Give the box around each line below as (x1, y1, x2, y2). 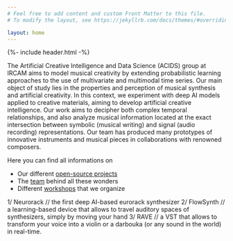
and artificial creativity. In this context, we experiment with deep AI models (7, 91, 221, 99)
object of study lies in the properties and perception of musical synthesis (7, 84, 216, 92)
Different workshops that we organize (17, 185, 126, 193)
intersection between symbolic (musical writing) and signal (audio (7, 121, 196, 129)
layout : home (7, 29, 45, 36)
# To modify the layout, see (7, 17, 92, 24)
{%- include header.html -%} (7, 48, 90, 56)
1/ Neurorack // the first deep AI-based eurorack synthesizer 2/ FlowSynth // (7, 198, 225, 206)
